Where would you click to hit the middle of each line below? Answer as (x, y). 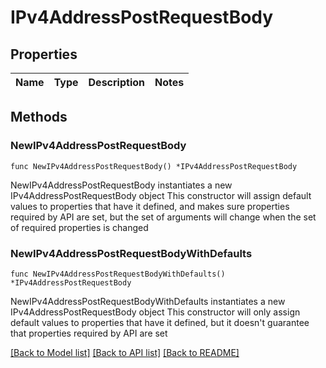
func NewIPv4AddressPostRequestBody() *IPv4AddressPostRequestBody (154, 166)
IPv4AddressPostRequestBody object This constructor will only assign (155, 312)
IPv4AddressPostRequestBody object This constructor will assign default (161, 195)
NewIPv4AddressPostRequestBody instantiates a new (121, 185)
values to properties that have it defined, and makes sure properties (150, 206)
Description (116, 82)
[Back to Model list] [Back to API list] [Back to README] (125, 352)
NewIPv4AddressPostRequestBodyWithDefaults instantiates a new (148, 301)
